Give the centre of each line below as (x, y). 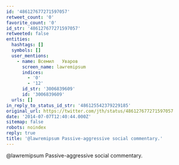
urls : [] (22, 100)
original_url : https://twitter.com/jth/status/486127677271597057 (90, 111)
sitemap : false (25, 122)
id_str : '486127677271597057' (44, 28)
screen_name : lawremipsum (54, 67)
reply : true (21, 133)
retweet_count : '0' (30, 17)
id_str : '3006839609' (49, 89)
